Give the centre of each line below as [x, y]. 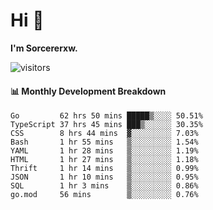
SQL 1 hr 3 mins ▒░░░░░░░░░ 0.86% [104, 186]
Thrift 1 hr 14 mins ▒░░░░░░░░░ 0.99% [104, 169]
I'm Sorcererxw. [44, 48]
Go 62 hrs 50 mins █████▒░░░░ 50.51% [106, 116]
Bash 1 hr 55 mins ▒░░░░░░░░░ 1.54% [104, 142]
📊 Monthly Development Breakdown [88, 91]
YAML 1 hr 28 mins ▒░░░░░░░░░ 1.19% [104, 151]
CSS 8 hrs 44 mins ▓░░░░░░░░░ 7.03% [104, 134]
